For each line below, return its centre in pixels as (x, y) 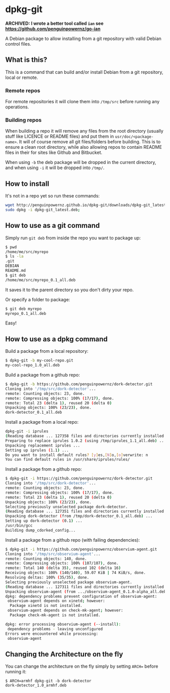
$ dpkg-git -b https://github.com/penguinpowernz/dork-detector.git (79, 384)
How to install (27, 184)
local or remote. (22, 77)
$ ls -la (14, 257)
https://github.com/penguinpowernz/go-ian (53, 28)
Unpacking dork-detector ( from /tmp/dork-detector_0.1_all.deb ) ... (79, 516)
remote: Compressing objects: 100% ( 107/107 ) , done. (62, 563)
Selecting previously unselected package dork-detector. (67, 507)
